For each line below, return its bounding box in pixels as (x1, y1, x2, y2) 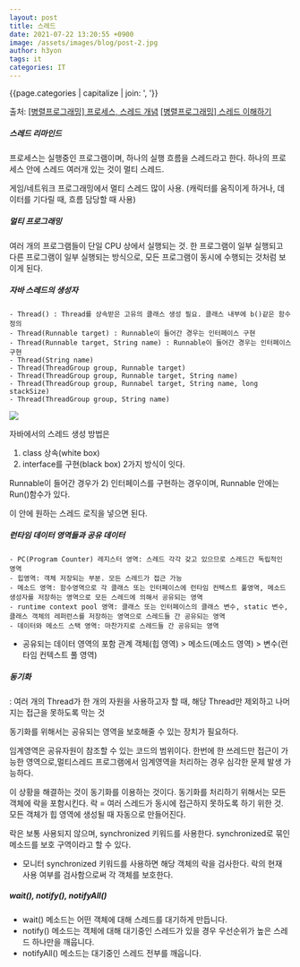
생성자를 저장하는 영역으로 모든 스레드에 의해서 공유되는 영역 (9, 593, 203, 602)
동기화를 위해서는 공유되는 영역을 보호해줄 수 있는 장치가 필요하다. (9, 726, 239, 737)
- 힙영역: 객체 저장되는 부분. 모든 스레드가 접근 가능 (9, 574, 183, 583)
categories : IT (9, 64, 66, 73)
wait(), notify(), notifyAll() (9, 890, 107, 901)
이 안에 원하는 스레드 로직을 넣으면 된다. (9, 508, 148, 518)
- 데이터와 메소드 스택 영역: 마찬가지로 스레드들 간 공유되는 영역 (9, 621, 219, 630)
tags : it (9, 55, 42, 64)
